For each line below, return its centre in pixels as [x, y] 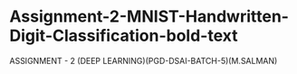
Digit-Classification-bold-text [124, 36]
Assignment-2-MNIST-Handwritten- [149, 17]
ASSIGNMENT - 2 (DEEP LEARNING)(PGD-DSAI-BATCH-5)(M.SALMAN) [144, 60]
